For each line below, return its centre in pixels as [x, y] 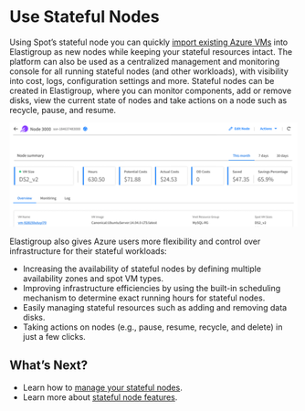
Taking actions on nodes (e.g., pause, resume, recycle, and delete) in [152, 327]
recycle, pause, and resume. [63, 110]
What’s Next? [49, 366]
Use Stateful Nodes [84, 17]
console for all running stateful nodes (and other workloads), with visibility [149, 71]
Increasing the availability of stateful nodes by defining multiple [142, 269]
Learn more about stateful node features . [100, 397]
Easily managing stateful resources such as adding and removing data [155, 308]
